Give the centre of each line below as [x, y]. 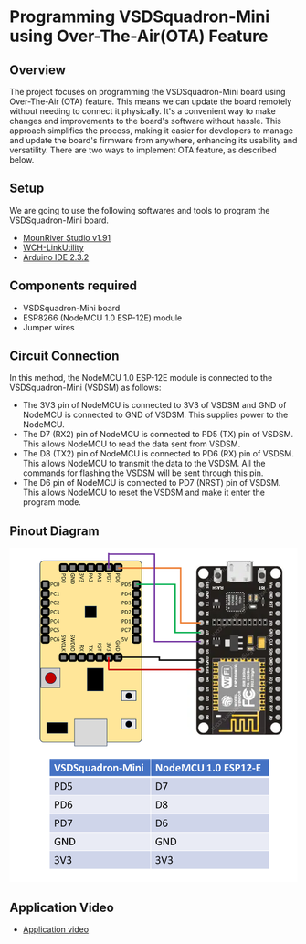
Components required [73, 286]
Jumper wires [48, 327]
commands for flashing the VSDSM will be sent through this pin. [143, 473]
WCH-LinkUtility [53, 247]
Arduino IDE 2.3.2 [56, 257]
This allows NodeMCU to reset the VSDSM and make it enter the [144, 493]
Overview [38, 70]
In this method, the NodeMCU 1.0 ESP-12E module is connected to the [141, 378]
